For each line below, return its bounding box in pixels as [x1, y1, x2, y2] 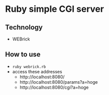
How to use [5, 50, 41, 59]
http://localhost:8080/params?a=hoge [19, 79, 98, 85]
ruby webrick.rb [12, 64, 46, 69]
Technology [5, 23, 43, 32]
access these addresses [12, 68, 62, 74]
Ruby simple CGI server [5, 3, 104, 15]
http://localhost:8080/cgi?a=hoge [19, 84, 89, 90]
